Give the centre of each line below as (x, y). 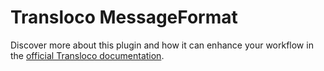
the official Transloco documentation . (87, 55)
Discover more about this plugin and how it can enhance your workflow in (162, 45)
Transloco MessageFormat (124, 17)
